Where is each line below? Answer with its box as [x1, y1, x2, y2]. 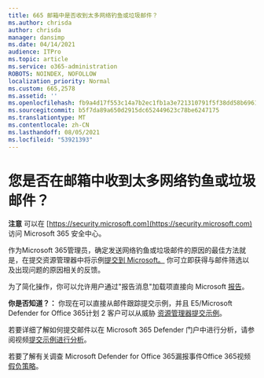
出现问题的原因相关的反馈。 [14, 265, 104, 275]
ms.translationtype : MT [8, 114, 86, 122]
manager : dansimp [8, 33, 65, 42]
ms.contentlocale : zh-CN [8, 121, 90, 129]
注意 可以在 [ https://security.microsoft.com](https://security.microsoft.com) [8, 219, 253, 229]
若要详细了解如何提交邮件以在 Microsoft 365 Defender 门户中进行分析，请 [8, 325, 248, 335]
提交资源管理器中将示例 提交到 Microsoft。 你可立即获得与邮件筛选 [28, 255, 243, 265]
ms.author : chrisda [8, 19, 72, 27]
